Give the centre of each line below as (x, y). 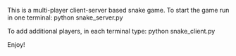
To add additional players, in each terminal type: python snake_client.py (111, 31)
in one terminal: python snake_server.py (65, 17)
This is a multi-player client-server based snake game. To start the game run (118, 10)
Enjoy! (17, 44)
